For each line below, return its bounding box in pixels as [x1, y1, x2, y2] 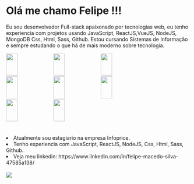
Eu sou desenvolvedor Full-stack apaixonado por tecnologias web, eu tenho [6, 23, 188, 30]
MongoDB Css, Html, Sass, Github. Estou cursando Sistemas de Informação [6, 36, 188, 43]
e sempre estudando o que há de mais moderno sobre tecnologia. [6, 42, 165, 49]
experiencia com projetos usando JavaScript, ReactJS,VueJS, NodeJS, [6, 29, 177, 36]
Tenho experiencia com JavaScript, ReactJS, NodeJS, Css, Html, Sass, [13, 140, 184, 147]
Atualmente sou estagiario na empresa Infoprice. [13, 134, 130, 141]
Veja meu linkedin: [13, 153, 57, 160]
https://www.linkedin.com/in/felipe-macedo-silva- [58, 153, 179, 160]
